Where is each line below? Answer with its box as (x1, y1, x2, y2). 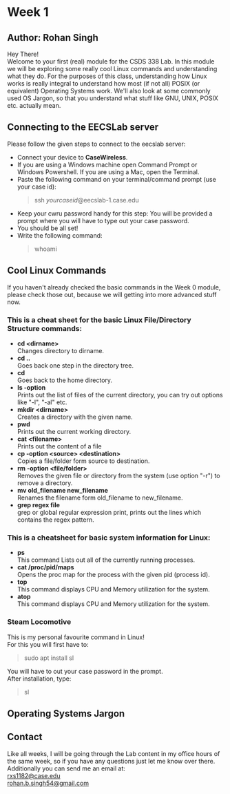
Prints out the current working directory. (17, 427, 132, 435)
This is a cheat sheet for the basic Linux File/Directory (7, 315, 191, 325)
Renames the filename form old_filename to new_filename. (17, 493, 183, 502)
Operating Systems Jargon (7, 708, 125, 719)
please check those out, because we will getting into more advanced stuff (7, 290, 217, 299)
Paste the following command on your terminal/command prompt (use (17, 175, 217, 183)
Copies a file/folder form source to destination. (17, 457, 150, 465)
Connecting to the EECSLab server (7, 122, 159, 133)
